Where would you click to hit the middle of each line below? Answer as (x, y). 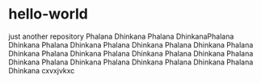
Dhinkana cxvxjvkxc (42, 70)
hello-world (48, 14)
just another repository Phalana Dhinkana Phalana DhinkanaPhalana (121, 36)
